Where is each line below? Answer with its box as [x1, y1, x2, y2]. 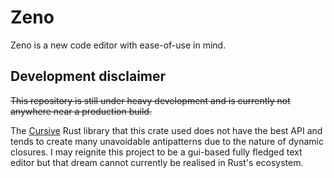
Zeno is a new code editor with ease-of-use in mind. [10, 39, 227, 51]
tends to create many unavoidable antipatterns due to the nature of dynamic [10, 135, 324, 147]
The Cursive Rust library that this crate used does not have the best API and [10, 124, 323, 136]
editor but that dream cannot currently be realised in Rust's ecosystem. [10, 156, 304, 168]
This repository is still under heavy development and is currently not [10, 94, 291, 106]
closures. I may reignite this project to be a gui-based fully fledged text [10, 146, 303, 158]
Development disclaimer [10, 68, 167, 85]
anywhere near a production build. [10, 105, 152, 117]
